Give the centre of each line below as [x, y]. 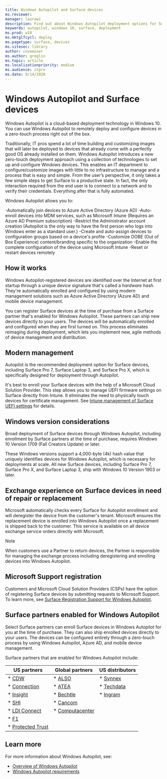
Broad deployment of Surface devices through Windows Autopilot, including [83, 434]
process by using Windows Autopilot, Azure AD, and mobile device [74, 643]
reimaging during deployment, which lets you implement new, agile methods [83, 332]
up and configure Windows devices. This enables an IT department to [77, 164]
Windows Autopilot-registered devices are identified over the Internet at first [83, 280]
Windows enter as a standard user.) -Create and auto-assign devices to [78, 231]
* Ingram [110, 695]
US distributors [118, 670]
